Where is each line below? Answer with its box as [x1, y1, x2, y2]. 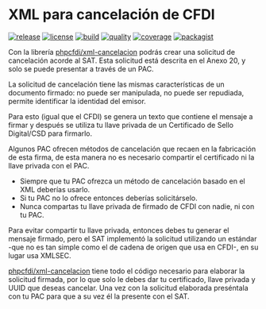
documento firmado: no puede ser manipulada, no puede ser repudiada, [8, 87, 245, 97]
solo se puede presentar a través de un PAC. [8, 64, 154, 73]
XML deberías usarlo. [19, 184, 91, 194]
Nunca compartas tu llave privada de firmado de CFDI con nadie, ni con [19, 201, 255, 211]
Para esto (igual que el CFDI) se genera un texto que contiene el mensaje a [8, 111, 253, 121]
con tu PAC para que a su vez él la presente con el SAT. [8, 292, 190, 301]
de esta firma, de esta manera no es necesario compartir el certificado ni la [8, 153, 255, 162]
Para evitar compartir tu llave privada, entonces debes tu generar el [8, 225, 229, 235]
